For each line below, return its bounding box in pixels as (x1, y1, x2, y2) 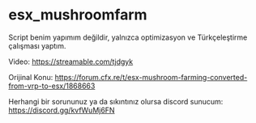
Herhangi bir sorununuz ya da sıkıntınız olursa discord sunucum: (8, 96, 224, 106)
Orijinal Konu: (8, 72, 53, 82)
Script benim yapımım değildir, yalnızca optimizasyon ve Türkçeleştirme (8, 32, 248, 42)
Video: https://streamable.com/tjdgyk (8, 57, 134, 66)
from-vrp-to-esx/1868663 (8, 81, 96, 91)
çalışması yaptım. (8, 40, 66, 50)
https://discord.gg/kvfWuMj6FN (8, 105, 115, 115)
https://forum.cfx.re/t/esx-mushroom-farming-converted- (54, 72, 248, 82)
